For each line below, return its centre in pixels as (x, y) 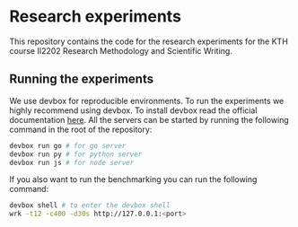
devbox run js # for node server (72, 162)
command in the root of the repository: (81, 129)
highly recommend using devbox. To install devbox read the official (133, 110)
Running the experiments (82, 79)
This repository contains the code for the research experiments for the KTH (149, 41)
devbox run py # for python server (76, 154)
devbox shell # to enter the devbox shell (90, 205)
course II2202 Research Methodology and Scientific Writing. (121, 50)
